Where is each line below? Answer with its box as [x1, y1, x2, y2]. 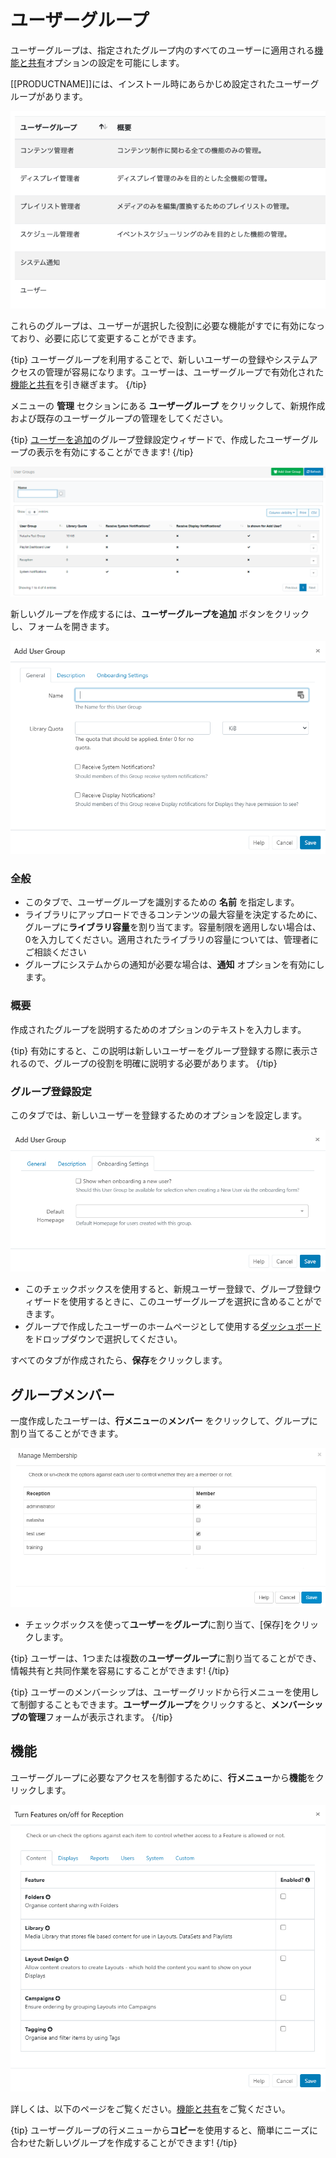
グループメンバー [10, 1386, 115, 1403]
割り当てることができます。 [10, 1427, 124, 1440]
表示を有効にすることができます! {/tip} [36, 446, 194, 458]
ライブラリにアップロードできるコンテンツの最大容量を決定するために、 [24, 909, 323, 921]
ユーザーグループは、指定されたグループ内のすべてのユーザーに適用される [10, 44, 315, 56]
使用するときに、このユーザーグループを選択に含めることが [68, 1296, 314, 1308]
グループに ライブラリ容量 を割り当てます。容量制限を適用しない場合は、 [24, 921, 322, 933]
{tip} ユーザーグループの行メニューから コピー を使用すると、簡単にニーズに [10, 2124, 318, 2136]
